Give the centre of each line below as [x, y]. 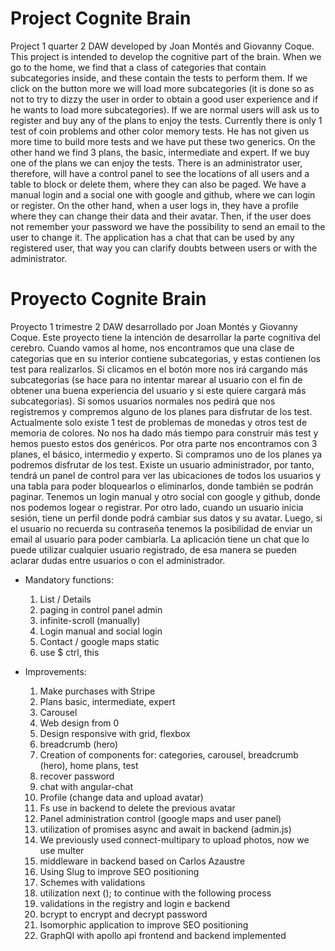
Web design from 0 [79, 723]
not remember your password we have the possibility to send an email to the [168, 226]
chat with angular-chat [86, 786]
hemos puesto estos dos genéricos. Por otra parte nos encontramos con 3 [164, 443]
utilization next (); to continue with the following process [155, 893]
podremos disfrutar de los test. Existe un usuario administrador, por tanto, [162, 464]
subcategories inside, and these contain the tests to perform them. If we [159, 78]
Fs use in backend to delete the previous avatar [137, 808]
